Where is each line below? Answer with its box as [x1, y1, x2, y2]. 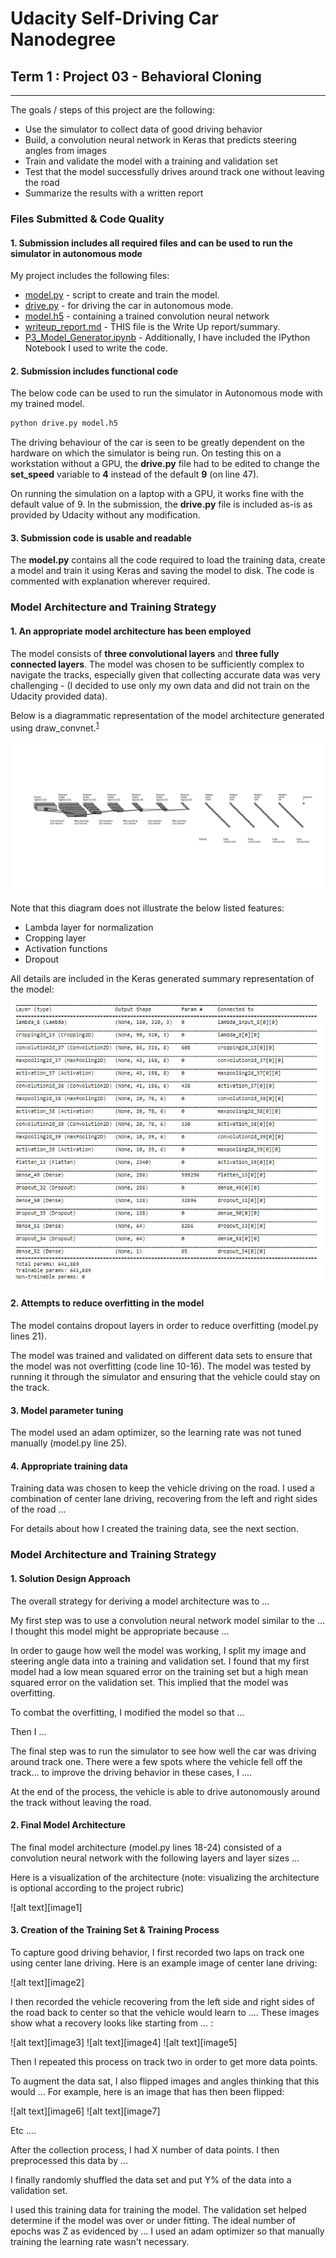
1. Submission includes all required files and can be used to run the [10, 237, 293, 249]
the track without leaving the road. [10, 1796, 152, 1808]
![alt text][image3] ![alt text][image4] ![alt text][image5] [10, 2036, 238, 2048]
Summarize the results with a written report [24, 187, 204, 199]
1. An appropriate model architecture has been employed [10, 625, 252, 637]
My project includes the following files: [10, 270, 170, 282]
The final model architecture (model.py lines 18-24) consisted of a [10, 1841, 282, 1853]
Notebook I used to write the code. [24, 342, 169, 354]
